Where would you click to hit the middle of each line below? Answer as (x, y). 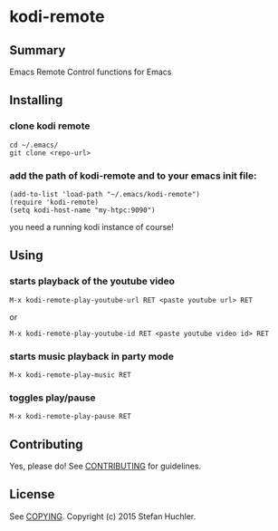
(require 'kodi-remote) (54, 202)
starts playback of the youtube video (92, 281)
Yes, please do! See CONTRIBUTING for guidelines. (105, 466)
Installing (36, 100)
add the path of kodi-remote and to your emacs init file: (133, 176)
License (32, 494)
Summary (38, 50)
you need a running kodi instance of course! (92, 227)
